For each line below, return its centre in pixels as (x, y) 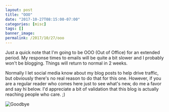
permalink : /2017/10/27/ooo (35, 38)
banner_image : (20, 33)
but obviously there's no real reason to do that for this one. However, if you (83, 78)
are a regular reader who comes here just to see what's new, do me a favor (83, 83)
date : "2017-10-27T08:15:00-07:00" (43, 19)
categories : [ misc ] (26, 24)
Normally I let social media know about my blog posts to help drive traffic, (82, 73)
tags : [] (14, 29)
